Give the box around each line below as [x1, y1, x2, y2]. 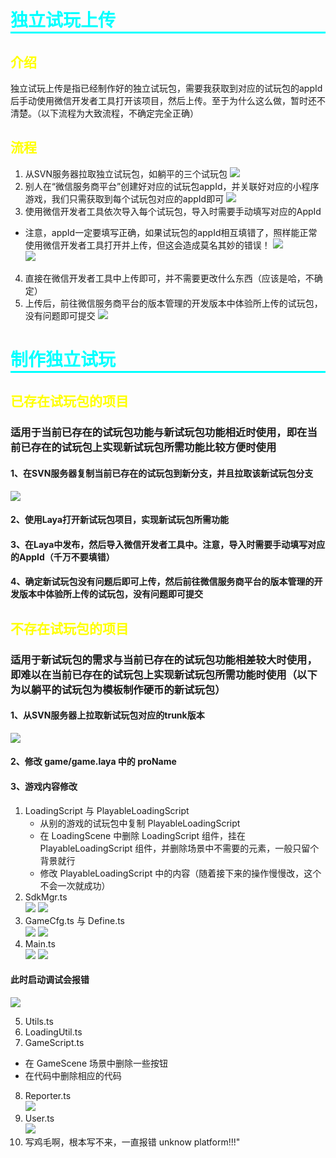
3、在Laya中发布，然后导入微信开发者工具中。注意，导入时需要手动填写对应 [10, 538, 326, 550]
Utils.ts [24, 1015, 54, 1027]
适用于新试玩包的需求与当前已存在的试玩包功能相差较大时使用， [10, 652, 318, 666]
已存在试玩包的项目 [10, 393, 129, 410]
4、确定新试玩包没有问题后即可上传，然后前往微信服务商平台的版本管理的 [10, 576, 315, 588]
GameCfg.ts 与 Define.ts [24, 914, 125, 926]
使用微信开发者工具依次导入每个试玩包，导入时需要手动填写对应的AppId [24, 205, 322, 217]
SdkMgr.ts [24, 891, 68, 903]
